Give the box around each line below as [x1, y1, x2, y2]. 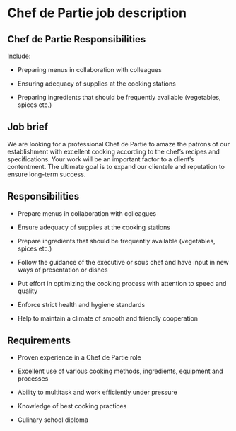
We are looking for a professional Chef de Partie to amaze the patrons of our [7, 139, 230, 148]
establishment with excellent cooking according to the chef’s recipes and [7, 147, 220, 156]
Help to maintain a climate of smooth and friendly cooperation [17, 314, 199, 323]
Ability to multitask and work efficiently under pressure [17, 388, 178, 397]
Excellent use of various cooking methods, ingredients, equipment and [17, 367, 223, 376]
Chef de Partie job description [7, 5, 187, 21]
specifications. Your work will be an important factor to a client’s [7, 154, 194, 163]
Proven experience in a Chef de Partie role [17, 353, 141, 362]
